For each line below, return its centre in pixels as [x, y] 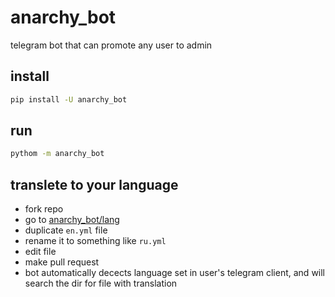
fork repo [44, 209]
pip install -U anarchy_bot [69, 99]
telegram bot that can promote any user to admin [111, 45]
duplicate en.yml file [66, 230]
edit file [40, 252]
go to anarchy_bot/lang [72, 220]
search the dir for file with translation [101, 283]
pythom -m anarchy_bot [57, 154]
